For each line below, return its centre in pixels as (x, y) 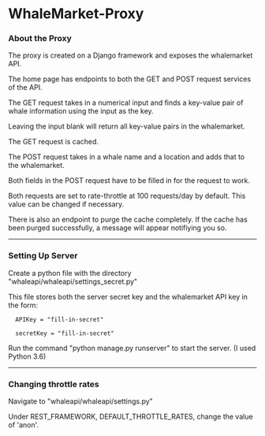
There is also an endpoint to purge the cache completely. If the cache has (128, 220)
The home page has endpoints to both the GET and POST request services (130, 79)
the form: (23, 305)
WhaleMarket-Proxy (76, 14)
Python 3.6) (27, 356)
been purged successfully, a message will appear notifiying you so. (118, 228)
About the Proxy (40, 39)
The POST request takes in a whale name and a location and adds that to (127, 157)
